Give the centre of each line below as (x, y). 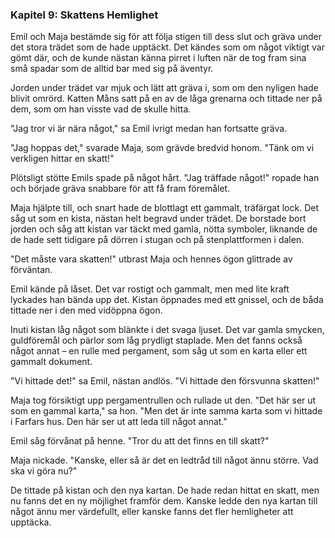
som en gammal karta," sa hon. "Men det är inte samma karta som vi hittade (166, 411)
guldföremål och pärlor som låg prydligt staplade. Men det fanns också (156, 340)
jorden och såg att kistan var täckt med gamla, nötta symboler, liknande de (164, 229)
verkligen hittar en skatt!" (62, 159)
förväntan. (31, 270)
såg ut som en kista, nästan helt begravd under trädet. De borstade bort (158, 219)
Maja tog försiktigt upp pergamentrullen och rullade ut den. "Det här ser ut (163, 400)
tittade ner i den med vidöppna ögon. (86, 310)
